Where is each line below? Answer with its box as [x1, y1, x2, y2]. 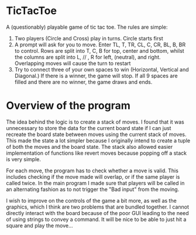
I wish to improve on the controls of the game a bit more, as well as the [6, 197, 177, 204]
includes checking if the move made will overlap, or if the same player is [6, 173, 180, 180]
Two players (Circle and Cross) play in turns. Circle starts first [14, 35, 163, 42]
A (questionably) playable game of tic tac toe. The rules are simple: [6, 23, 168, 30]
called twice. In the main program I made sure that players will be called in [6, 179, 185, 186]
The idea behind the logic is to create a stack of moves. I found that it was [6, 118, 184, 125]
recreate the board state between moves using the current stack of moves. [6, 131, 187, 138]
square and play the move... [6, 222, 73, 229]
